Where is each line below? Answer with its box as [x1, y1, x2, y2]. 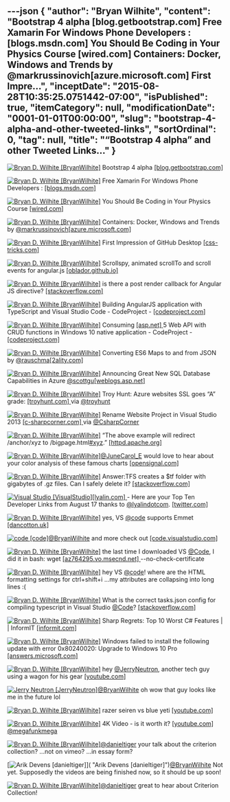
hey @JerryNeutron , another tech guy [102, 665, 210, 673]
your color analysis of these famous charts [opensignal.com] [7, 459, 179, 467]
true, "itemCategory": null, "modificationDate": [7, 102, 215, 114]
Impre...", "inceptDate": [7, 80, 111, 92]
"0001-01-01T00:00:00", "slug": [7, 113, 152, 124]
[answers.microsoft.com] [7, 652, 78, 660]
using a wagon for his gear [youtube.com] [7, 672, 126, 680]
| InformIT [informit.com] [7, 623, 77, 632]
